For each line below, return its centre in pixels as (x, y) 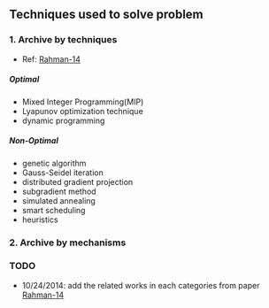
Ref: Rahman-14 (51, 59)
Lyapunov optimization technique (82, 111)
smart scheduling (54, 210)
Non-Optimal (34, 141)
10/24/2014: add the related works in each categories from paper (141, 285)
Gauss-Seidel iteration (62, 173)
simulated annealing (58, 200)
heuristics (40, 219)
